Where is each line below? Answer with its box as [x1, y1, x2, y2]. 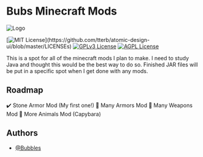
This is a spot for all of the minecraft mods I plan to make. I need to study [6, 54, 190, 61]
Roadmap [6, 85, 44, 96]
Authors [6, 128, 38, 138]
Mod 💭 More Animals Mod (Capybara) [6, 110, 101, 117]
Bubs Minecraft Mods [6, 4, 117, 18]
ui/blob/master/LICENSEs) [6, 43, 72, 50]
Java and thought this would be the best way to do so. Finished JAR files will [6, 61, 198, 68]
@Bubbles [15, 144, 41, 152]
